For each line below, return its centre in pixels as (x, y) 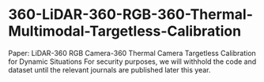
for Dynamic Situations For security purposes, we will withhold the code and (132, 61)
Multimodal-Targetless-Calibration (125, 31)
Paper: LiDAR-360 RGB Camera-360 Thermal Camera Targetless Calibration (132, 53)
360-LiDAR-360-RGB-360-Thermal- (131, 15)
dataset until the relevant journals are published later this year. (109, 69)
